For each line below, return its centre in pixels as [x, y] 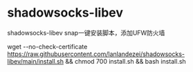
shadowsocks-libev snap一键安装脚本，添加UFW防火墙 [86, 33]
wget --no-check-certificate [47, 46]
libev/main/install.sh [36, 61]
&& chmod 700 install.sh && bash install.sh [126, 61]
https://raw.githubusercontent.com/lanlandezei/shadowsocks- [96, 54]
